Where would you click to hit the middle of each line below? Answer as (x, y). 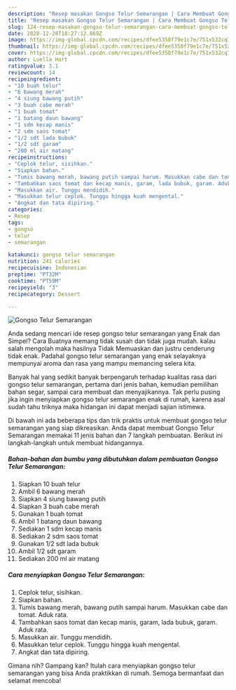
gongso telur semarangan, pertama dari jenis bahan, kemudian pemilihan (113, 385)
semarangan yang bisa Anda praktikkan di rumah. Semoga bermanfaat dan (116, 673)
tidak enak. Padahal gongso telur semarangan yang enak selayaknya (107, 356)
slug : (16, 27)
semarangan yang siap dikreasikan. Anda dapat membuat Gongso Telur (111, 428)
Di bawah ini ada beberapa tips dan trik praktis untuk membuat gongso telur (118, 420)
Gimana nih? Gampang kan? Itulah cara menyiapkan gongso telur (102, 666)
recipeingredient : (35, 79)
